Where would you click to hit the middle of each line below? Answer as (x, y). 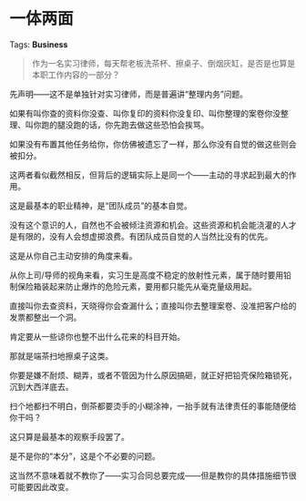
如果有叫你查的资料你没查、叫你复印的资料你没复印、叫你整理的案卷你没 (145, 113)
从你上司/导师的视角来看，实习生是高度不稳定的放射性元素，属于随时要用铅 (151, 275)
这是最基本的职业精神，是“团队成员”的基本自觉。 (101, 205)
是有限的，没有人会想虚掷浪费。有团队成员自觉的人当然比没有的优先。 (141, 236)
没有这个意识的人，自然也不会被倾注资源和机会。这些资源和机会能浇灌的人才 (153, 225)
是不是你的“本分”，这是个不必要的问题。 (85, 455)
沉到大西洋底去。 (41, 386)
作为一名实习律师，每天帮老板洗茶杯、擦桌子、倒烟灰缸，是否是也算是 (163, 63)
